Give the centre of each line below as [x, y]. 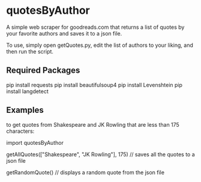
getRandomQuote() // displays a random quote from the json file [85, 172]
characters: [20, 131]
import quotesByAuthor [35, 142]
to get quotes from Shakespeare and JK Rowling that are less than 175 [93, 124]
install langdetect [28, 91]
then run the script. [30, 51]
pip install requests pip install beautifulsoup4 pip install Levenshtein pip [94, 85]
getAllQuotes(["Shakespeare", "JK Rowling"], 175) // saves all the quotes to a [100, 154]
